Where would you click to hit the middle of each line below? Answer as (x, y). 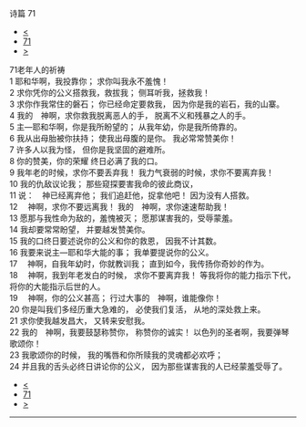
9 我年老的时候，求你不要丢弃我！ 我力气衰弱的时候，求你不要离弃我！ (142, 172)
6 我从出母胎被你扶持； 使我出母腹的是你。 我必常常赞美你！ (123, 138)
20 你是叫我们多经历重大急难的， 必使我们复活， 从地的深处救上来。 (138, 309)
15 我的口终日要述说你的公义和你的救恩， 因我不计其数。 (115, 241)
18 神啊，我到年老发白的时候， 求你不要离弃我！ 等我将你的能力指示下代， (153, 275)
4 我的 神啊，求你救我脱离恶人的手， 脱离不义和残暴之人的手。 (130, 115)
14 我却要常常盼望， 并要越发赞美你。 (80, 229)
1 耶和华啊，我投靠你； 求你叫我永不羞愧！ (89, 81)
